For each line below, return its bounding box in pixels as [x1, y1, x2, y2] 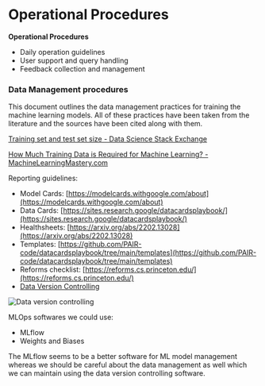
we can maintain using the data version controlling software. [8, 369, 205, 378]
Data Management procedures [8, 83, 129, 95]
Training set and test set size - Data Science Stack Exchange [8, 134, 208, 144]
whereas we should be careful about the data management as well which [8, 360, 248, 370]
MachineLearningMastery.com [8, 158, 109, 168]
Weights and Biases [19, 336, 85, 346]
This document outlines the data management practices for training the [8, 102, 241, 112]
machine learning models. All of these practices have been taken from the [8, 110, 250, 120]
